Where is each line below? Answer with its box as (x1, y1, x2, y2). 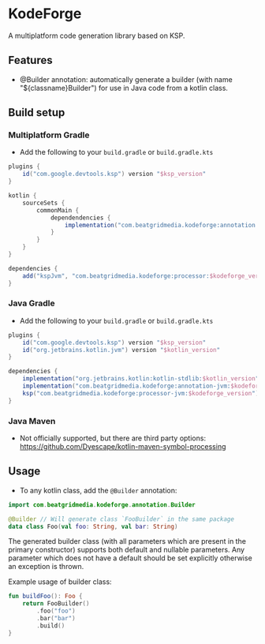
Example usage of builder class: (8, 577, 112, 586)
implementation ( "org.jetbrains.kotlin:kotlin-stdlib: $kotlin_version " (22, 375, 259, 383)
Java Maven (8, 415, 56, 426)
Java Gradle (8, 298, 55, 309)
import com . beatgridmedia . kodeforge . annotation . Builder (8, 500, 196, 509)
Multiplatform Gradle (8, 129, 90, 140)
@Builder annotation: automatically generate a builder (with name (19, 74, 233, 84)
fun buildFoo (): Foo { (8, 593, 83, 601)
